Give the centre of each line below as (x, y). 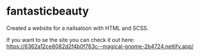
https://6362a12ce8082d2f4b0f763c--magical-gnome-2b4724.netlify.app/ (100, 46)
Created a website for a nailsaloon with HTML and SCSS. (78, 28)
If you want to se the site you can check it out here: (71, 40)
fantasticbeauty (48, 11)
